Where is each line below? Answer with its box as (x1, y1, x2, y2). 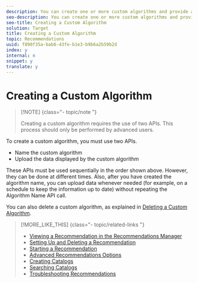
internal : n (6, 53, 35, 58)
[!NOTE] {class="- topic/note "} (20, 109, 97, 116)
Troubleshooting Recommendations (29, 270, 116, 278)
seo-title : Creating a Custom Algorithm (6, 19, 107, 25)
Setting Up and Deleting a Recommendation (29, 239, 136, 246)
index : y (6, 47, 28, 53)
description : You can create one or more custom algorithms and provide (6, 8, 189, 15)
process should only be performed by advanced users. (20, 126, 154, 134)
